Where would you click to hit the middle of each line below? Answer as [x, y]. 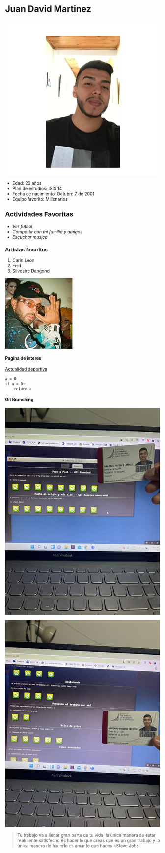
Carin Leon [23, 260]
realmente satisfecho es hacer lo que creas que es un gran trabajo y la [88, 840]
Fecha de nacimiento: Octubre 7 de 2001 [53, 194]
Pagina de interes [23, 358]
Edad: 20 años [27, 183]
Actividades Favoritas [39, 215]
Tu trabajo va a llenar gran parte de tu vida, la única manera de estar [86, 835]
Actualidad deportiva [26, 369]
